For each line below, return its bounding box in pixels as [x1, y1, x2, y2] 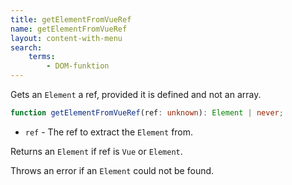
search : [10, 42, 43, 53]
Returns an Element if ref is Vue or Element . [10, 145, 183, 157]
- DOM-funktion [46, 61, 110, 71]
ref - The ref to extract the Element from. [24, 126, 194, 138]
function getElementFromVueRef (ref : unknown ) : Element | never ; [10, 108, 284, 118]
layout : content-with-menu [10, 33, 123, 43]
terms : [28, 52, 56, 62]
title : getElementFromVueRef [10, 14, 132, 25]
